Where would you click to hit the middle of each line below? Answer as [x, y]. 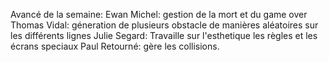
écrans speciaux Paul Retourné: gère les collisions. [115, 46]
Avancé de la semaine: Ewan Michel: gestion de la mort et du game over [159, 14]
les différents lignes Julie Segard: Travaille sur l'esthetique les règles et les [164, 35]
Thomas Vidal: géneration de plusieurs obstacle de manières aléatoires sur [164, 25]
